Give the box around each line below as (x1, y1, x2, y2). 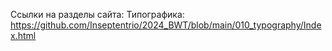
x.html (10, 30, 37, 41)
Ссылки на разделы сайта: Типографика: (10, 9, 185, 20)
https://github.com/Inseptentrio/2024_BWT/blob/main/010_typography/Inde (10, 19, 322, 31)
